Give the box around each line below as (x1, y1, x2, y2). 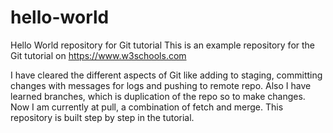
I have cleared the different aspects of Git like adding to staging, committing (10, 69, 323, 81)
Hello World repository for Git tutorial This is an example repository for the (10, 39, 316, 51)
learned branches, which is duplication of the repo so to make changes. (10, 90, 306, 102)
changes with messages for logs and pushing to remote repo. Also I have (10, 79, 312, 91)
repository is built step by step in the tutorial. (10, 111, 195, 123)
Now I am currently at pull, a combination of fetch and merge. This (10, 101, 284, 113)
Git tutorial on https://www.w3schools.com (10, 49, 187, 61)
